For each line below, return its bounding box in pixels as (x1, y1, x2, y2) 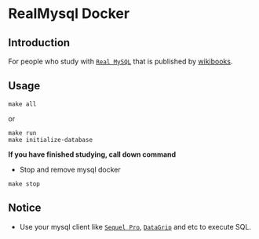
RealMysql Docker (8, 5, 130, 23)
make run (8, 129, 37, 137)
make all (8, 100, 37, 108)
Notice (8, 201, 42, 215)
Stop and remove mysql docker (19, 165, 122, 174)
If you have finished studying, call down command (8, 150, 177, 159)
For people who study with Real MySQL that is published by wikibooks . (8, 56, 233, 66)
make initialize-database (8, 136, 93, 143)
